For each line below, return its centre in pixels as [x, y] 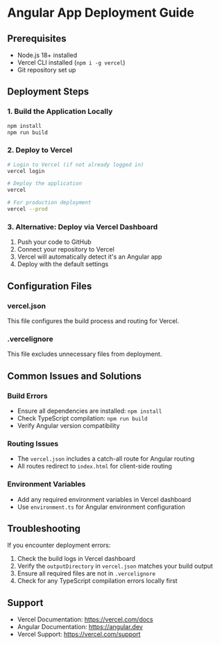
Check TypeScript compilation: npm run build [82, 418]
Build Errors [27, 395]
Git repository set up [46, 70]
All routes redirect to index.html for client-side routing [94, 466]
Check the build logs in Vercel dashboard [76, 559]
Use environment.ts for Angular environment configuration [101, 507]
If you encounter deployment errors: [59, 545]
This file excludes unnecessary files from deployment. [85, 354]
